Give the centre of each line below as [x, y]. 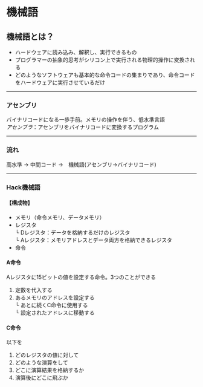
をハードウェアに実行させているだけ [60, 83]
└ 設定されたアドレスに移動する [55, 313]
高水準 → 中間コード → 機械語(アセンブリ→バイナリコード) [82, 164]
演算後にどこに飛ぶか [41, 378]
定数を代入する [34, 290]
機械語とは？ [30, 37]
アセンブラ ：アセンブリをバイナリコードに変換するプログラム [82, 127]
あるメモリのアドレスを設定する [55, 298]
